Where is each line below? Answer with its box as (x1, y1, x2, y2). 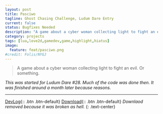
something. (16, 71, 40, 76)
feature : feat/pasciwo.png (9, 47, 64, 52)
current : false (5, 20, 36, 26)
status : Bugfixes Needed (5, 25, 55, 30)
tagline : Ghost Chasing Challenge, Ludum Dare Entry (5, 16, 114, 21)
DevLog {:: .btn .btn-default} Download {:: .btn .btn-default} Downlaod (5, 99, 143, 104)
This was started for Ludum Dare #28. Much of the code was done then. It (5, 80, 154, 85)
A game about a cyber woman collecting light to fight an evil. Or (16, 65, 145, 71)
